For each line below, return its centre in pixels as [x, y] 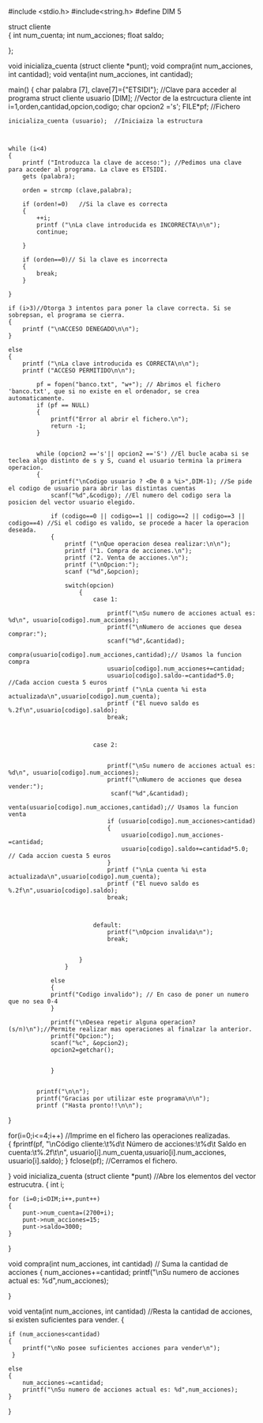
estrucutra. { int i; [36, 1185]
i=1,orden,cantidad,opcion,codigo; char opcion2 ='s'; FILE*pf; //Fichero [124, 107]
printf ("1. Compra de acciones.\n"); [128, 551]
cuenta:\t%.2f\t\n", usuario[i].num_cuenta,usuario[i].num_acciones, [117, 1152]
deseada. [23, 530]
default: [107, 925]
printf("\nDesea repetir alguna [103, 1022]
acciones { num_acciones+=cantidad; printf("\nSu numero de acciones [124, 1272]
